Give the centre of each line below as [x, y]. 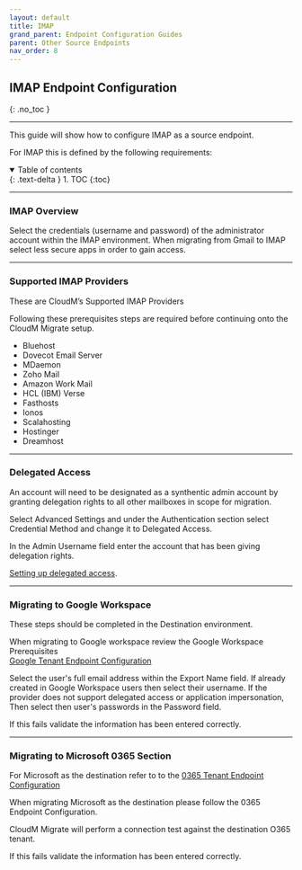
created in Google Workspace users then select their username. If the [138, 688]
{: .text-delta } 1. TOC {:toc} [60, 179]
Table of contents [50, 169]
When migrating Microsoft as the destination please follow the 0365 [135, 803]
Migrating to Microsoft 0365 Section [91, 756]
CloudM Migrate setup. [52, 328]
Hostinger [41, 431]
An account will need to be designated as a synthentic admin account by [144, 492]
